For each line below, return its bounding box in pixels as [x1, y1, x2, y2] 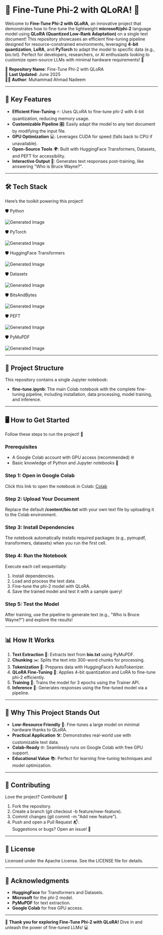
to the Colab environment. [5, 512, 57, 518]
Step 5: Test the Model [5, 601, 60, 607]
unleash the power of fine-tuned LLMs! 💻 [5, 925, 89, 931]
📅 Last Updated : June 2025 [5, 71, 61, 77]
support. [12, 750, 30, 756]
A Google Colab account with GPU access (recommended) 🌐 [12, 454, 134, 460]
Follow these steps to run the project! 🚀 [5, 431, 83, 437]
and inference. [12, 397, 41, 403]
